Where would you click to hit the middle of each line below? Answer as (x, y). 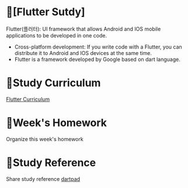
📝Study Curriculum (53, 83)
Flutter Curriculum (28, 99)
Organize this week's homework (45, 139)
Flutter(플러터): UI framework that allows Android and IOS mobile (83, 29)
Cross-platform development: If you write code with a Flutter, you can (98, 47)
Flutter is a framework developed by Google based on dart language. (98, 59)
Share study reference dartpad (43, 179)
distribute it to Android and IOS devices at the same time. (83, 53)
